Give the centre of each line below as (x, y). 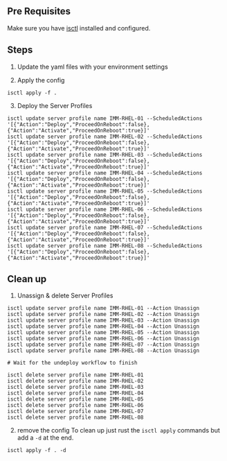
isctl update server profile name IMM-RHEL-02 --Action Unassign (103, 315)
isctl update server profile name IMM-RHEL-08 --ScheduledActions (105, 245)
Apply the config (41, 80)
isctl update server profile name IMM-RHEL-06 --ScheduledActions (105, 209)
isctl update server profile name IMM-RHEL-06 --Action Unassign (103, 339)
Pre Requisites (39, 11)
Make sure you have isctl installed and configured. (79, 28)
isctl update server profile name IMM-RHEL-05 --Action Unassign (103, 333)
